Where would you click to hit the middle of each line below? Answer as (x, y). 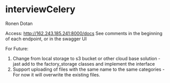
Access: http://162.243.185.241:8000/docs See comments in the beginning (84, 33)
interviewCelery (40, 9)
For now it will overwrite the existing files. (56, 74)
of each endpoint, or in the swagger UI (46, 39)
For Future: (17, 48)
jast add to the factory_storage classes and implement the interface (84, 64)
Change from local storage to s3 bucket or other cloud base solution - (87, 58)
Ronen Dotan (19, 23)
